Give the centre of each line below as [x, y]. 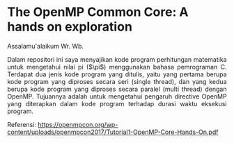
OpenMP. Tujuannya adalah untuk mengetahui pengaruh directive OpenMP [117, 96]
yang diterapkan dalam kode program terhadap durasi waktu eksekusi [117, 103]
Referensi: [22, 124]
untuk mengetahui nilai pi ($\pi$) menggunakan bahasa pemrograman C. [117, 67]
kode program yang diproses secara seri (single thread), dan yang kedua [117, 81]
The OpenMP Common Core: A [98, 12]
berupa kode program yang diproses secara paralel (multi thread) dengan [117, 89]
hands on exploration [70, 27]
